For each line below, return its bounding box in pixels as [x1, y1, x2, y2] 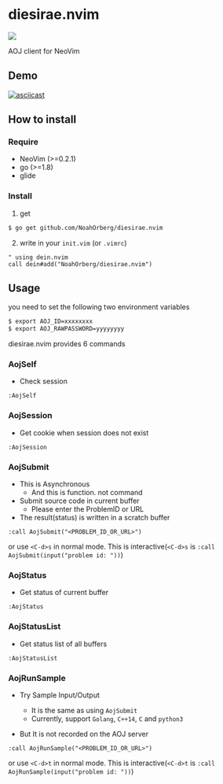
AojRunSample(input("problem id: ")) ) [8, 766, 134, 776]
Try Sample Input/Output [19, 690, 101, 700]
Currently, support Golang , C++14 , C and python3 [31, 714, 184, 723]
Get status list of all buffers [19, 639, 108, 649]
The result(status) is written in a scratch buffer [19, 513, 170, 523]
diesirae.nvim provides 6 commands [8, 339, 126, 349]
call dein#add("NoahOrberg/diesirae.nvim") [8, 260, 153, 268]
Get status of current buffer [19, 588, 108, 597]
